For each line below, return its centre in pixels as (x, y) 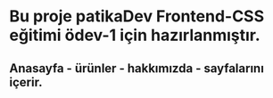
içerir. (26, 82)
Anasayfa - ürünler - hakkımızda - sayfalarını (137, 68)
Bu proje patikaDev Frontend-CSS (137, 16)
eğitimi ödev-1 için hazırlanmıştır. (135, 35)
